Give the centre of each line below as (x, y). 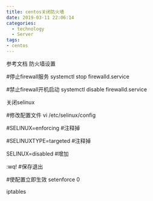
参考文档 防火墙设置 (31, 64)
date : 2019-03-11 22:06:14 (40, 18)
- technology (28, 29)
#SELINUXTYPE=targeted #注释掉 (49, 140)
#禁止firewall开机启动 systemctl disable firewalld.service (76, 89)
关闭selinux (21, 102)
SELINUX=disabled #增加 (37, 153)
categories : (21, 23)
